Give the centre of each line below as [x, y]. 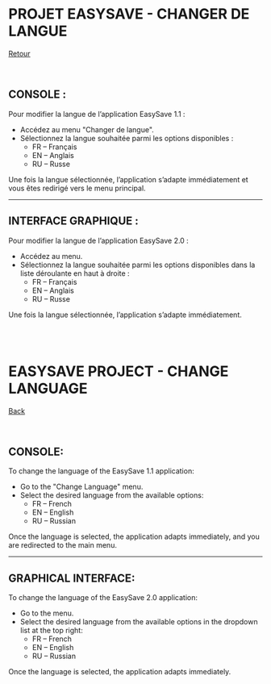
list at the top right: [51, 631]
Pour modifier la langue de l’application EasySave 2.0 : [99, 240]
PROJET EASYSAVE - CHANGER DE [129, 14]
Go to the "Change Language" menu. [81, 487]
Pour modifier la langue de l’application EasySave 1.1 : [97, 114]
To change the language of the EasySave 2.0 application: [103, 598]
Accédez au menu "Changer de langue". [87, 129]
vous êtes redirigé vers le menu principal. [77, 188]
